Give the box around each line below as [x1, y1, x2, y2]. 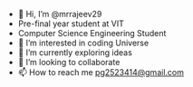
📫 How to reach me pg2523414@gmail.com [17, 67, 184, 77]
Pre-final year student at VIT [17, 18, 124, 29]
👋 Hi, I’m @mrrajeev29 [17, 9, 102, 19]
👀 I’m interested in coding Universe [17, 37, 150, 48]
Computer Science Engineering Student [17, 28, 167, 38]
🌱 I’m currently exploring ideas [17, 47, 133, 58]
